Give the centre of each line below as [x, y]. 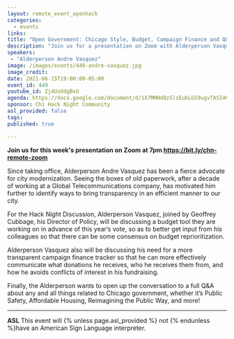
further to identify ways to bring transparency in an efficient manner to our [114, 193]
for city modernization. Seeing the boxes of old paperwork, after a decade [114, 178]
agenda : [18, 98]
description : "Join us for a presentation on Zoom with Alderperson [109, 46]
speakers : [22, 53]
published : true [31, 124]
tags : [15, 117]
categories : [24, 20]
